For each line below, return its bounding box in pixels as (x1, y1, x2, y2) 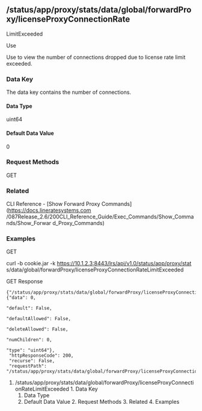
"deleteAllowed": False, (6, 326, 69, 333)
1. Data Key (70, 385, 98, 393)
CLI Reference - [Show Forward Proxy (6, 200, 100, 208)
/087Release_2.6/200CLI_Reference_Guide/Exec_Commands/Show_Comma (6, 213, 194, 220)
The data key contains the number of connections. (6, 88, 131, 96)
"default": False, (6, 305, 52, 312)
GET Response (6, 278, 43, 285)
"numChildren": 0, (6, 337, 52, 343)
